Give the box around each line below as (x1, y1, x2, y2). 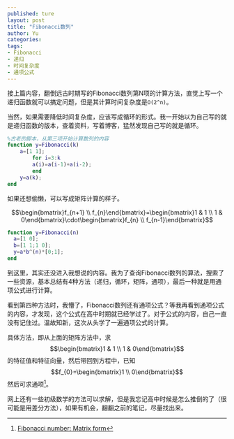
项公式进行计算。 (7, 286, 56, 294)
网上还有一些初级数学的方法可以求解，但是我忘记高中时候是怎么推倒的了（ (7, 394, 221, 403)
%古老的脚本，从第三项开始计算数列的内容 (7, 135, 109, 142)
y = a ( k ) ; (19, 174, 42, 181)
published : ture (7, 10, 54, 17)
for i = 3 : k (32, 154, 61, 161)
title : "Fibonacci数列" (7, 23, 75, 30)
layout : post (7, 17, 45, 24)
